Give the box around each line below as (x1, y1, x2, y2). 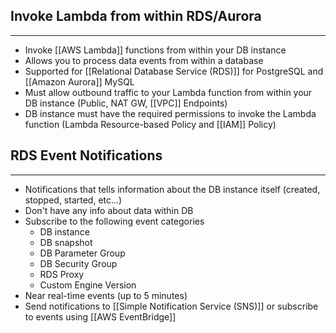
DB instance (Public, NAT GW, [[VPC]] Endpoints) (24, 97, 228, 109)
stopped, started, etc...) (24, 194, 123, 206)
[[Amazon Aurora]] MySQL (24, 75, 135, 88)
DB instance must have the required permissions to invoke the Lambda (24, 107, 317, 119)
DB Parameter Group (39, 247, 126, 259)
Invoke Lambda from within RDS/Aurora (10, 8, 262, 25)
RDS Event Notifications (10, 147, 163, 164)
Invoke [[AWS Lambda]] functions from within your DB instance (24, 44, 287, 56)
